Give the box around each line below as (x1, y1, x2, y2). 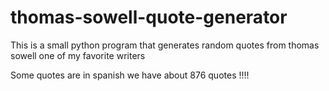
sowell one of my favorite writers (10, 49, 146, 61)
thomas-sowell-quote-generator (10, 6, 288, 29)
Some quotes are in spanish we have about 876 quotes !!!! (10, 69, 250, 81)
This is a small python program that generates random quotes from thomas (10, 39, 320, 51)
